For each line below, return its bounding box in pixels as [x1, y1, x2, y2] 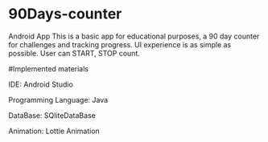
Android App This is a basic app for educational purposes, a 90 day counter [8, 31, 260, 41]
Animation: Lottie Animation [8, 126, 101, 136]
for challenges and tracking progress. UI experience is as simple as [8, 39, 232, 49]
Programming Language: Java [8, 95, 109, 104]
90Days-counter [8, 5, 122, 23]
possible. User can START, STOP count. [8, 48, 141, 58]
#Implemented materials [8, 63, 89, 73]
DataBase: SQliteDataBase [8, 110, 97, 120]
